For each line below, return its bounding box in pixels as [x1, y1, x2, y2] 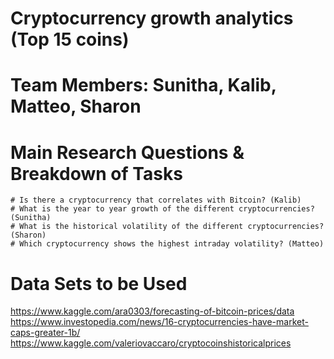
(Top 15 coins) [10, 28, 130, 51]
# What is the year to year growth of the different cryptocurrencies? [10, 204, 315, 214]
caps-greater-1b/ [10, 327, 81, 339]
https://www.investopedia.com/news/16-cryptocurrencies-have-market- [10, 316, 309, 328]
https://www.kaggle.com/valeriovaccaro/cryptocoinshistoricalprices [10, 337, 292, 349]
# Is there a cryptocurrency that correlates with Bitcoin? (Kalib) [10, 195, 302, 206]
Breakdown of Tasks [10, 162, 183, 185]
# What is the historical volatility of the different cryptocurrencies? [10, 222, 325, 232]
